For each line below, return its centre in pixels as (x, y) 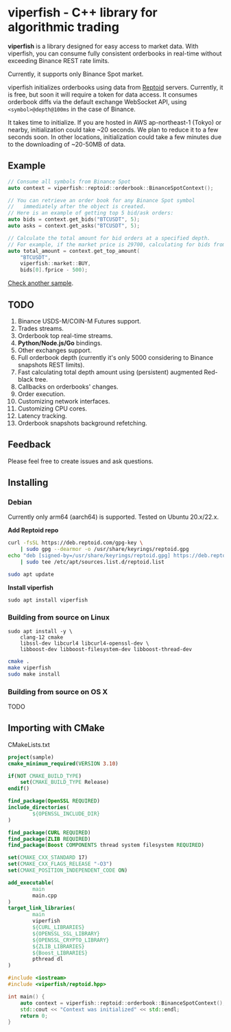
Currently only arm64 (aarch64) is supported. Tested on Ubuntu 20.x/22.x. (113, 517)
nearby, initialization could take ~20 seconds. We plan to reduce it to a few (113, 130)
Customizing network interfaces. (64, 401)
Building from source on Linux (59, 617)
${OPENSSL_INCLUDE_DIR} (66, 813)
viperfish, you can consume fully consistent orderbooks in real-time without (115, 53)
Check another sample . (41, 283)
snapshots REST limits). (51, 365)
